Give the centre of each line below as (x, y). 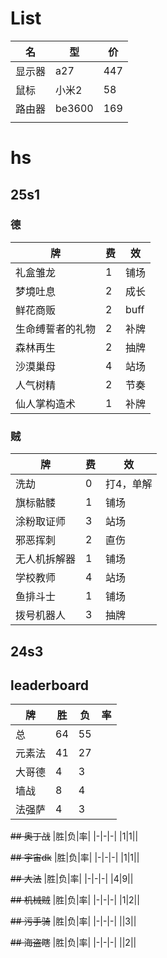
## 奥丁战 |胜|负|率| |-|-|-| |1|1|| (74, 836)
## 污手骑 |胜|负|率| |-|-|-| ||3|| (73, 921)
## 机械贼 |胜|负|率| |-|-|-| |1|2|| (75, 900)
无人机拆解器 (46, 559)
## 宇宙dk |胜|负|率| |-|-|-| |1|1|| (75, 858)
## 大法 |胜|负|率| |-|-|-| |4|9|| (72, 879)
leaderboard (50, 685)
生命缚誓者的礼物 (56, 329)
